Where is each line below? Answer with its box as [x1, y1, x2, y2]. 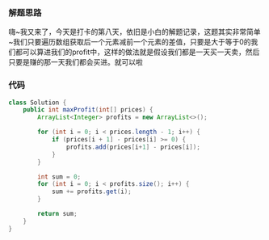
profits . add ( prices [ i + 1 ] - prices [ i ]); [65, 143, 200, 151]
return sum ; [37, 210, 78, 218]
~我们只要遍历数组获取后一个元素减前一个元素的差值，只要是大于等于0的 [8, 37, 252, 47]
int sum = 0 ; [37, 172, 82, 181]
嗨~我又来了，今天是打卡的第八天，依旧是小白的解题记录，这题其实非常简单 [8, 27, 261, 37]
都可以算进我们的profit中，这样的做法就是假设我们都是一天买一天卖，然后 [15, 47, 260, 57]
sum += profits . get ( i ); [51, 187, 132, 196]
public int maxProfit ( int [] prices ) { [23, 106, 153, 114]
